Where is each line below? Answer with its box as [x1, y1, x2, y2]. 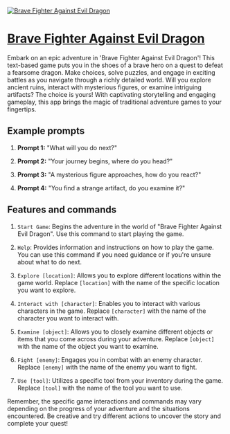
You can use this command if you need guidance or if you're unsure [17, 250, 211, 259]
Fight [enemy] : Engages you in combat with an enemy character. [17, 355, 203, 363]
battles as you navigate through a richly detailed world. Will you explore [7, 75, 211, 84]
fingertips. [7, 105, 37, 114]
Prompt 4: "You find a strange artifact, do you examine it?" [17, 183, 186, 192]
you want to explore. [17, 286, 76, 294]
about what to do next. [17, 257, 82, 266]
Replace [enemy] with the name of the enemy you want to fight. [17, 363, 197, 371]
